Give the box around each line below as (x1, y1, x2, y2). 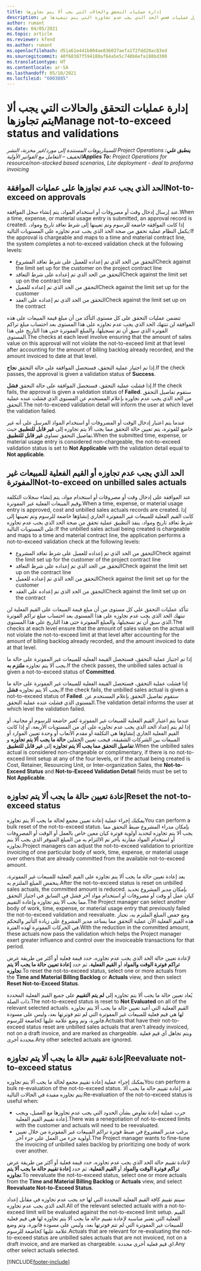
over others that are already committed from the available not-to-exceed (7, 854, 185, 862)
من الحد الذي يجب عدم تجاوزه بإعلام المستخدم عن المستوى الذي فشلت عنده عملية (7, 395, 192, 402)
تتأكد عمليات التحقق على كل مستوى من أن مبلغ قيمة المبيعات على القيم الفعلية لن (7, 605, 189, 612)
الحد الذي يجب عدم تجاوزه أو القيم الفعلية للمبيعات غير (7, 468, 184, 478)
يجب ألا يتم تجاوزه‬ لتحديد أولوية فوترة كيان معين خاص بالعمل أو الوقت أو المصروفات (7, 829, 193, 836)
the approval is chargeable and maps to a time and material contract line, (7, 233, 186, 241)
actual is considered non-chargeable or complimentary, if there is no (7, 748, 175, 756)
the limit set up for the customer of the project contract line (15, 556, 161, 563)
